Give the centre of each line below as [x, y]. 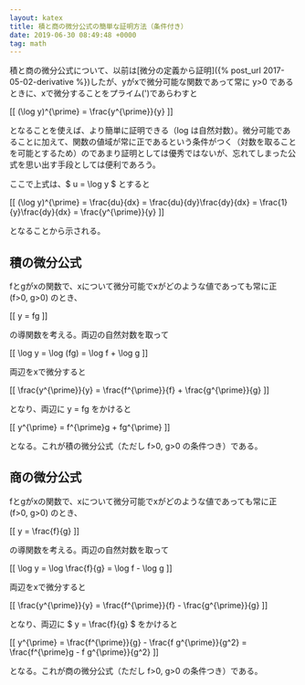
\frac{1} [274, 203]
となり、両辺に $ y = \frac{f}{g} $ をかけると [94, 624]
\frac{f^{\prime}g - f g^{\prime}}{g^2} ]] [84, 652]
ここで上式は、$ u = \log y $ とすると [80, 184]
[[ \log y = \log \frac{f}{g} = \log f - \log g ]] [91, 568]
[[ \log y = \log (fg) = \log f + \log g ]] [79, 353]
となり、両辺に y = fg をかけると [71, 409]
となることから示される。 [58, 231]
